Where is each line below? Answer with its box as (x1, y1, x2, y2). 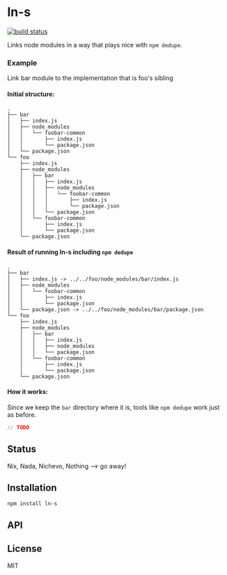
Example (7, 58, 38, 68)
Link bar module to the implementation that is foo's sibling (7, 74, 174, 82)
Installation (7, 482, 57, 494)
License (7, 543, 42, 555)
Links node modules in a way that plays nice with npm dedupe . (7, 40, 182, 49)
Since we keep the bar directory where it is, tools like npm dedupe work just (7, 403, 220, 411)
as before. (7, 410, 37, 418)
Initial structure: (7, 90, 55, 98)
